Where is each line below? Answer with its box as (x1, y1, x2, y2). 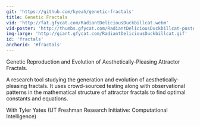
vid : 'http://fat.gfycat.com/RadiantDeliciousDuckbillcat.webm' (6, 20, 169, 26)
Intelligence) (6, 112, 37, 119)
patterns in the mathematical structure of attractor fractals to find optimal (6, 89, 186, 96)
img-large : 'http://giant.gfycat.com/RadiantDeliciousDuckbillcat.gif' (6, 31, 187, 37)
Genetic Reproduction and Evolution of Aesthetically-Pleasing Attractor (6, 58, 180, 65)
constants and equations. (6, 94, 68, 102)
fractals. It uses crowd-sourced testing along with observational (28, 82, 186, 89)
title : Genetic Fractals (6, 14, 68, 20)
